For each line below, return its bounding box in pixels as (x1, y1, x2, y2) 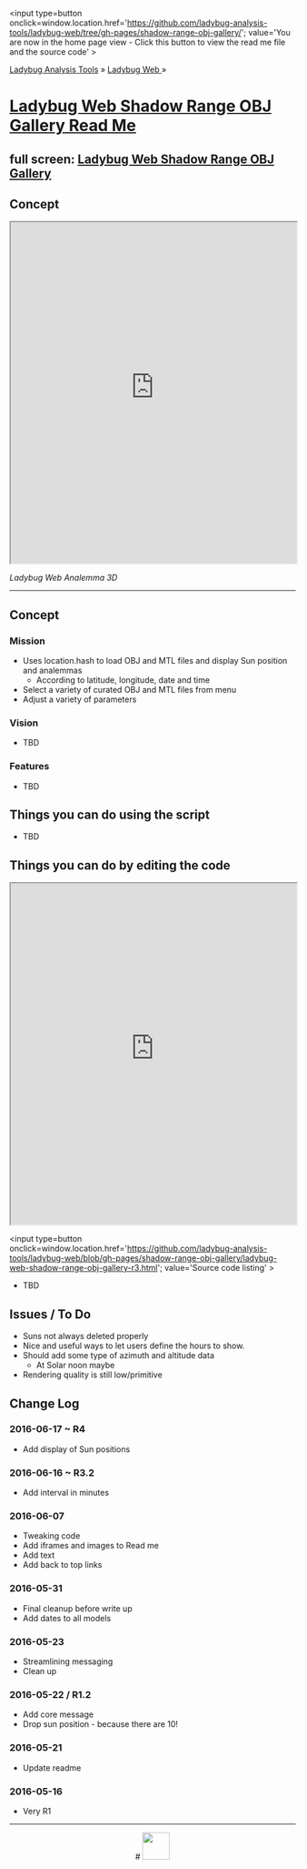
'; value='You (241, 27, 291, 37)
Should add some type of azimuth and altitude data (22, 1350, 215, 1361)
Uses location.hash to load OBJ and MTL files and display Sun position (22, 655, 288, 666)
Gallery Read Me (9, 116, 136, 136)
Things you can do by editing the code (9, 858, 231, 873)
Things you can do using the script (9, 808, 211, 823)
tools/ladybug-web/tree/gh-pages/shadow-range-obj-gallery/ (9, 27, 243, 37)
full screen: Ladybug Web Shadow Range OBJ (9, 151, 274, 167)
